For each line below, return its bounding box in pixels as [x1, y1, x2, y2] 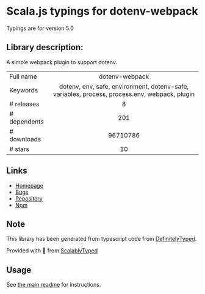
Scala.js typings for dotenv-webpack [6, 4, 198, 18]
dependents [9, 117, 44, 126]
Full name [9, 72, 38, 81]
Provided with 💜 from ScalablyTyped [6, 247, 98, 254]
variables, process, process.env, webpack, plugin [52, 90, 195, 98]
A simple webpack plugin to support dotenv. [6, 58, 118, 65]
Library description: [6, 42, 84, 53]
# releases [9, 100, 40, 108]
